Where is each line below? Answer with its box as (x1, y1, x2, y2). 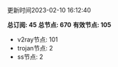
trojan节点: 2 (17, 44, 53, 52)
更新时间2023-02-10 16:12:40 (7, 6, 91, 14)
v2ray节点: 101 (17, 35, 59, 44)
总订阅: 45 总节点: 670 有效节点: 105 (7, 21, 112, 29)
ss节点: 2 (17, 52, 43, 61)
